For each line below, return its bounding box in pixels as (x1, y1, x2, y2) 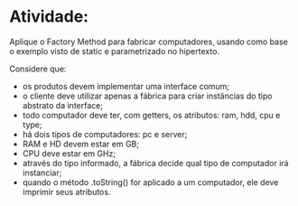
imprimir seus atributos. (22, 186, 111, 197)
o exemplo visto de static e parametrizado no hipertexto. (9, 45, 219, 56)
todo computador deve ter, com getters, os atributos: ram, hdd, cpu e (22, 109, 281, 120)
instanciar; (22, 167, 62, 178)
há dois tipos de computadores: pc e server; (22, 128, 188, 139)
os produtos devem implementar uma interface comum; (22, 80, 230, 91)
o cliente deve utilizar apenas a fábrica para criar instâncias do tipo (22, 90, 273, 101)
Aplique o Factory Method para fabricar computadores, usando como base (9, 36, 289, 47)
